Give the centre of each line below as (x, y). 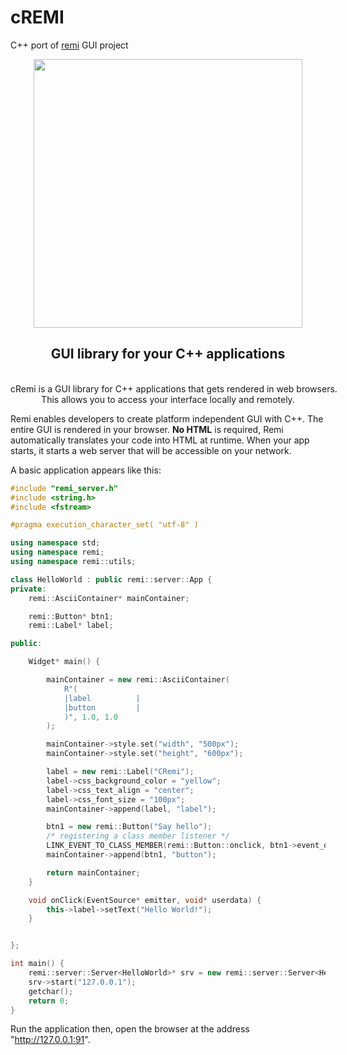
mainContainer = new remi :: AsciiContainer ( (138, 680)
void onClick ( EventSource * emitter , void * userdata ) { (145, 900)
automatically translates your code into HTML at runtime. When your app (160, 440)
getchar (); (51, 991)
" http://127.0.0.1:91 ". (50, 1040)
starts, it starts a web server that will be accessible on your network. (151, 450)
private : (28, 589)
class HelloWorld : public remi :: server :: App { (111, 579)
